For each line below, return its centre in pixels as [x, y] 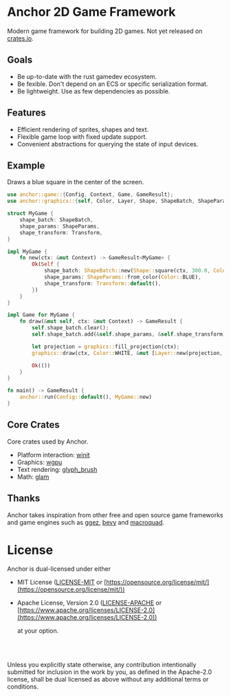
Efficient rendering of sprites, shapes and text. [83, 129]
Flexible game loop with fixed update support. [82, 137]
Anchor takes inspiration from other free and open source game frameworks [115, 515]
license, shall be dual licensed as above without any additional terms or [108, 679]
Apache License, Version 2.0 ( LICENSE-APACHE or [89, 603]
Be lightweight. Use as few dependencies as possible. [93, 91]
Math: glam [33, 477]
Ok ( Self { [46, 264]
